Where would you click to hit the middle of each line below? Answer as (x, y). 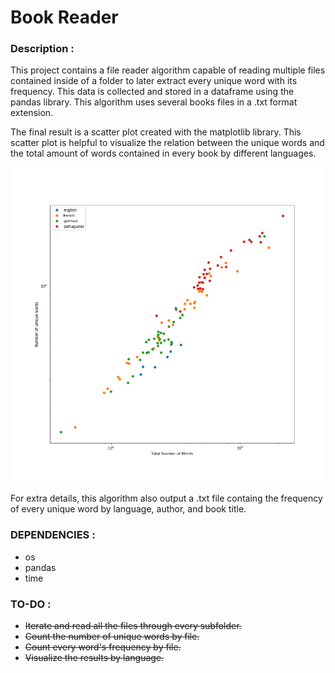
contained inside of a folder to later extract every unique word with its (154, 81)
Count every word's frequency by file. (103, 647)
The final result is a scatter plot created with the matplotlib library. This (156, 132)
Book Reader (64, 17)
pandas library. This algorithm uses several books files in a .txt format (154, 102)
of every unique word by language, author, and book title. (128, 509)
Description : (42, 49)
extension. (32, 113)
